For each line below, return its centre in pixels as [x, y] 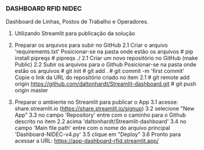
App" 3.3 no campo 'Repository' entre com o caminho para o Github [100, 115]
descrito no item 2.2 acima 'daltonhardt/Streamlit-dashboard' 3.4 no [100, 121]
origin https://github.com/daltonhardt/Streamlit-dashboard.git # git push [105, 84]
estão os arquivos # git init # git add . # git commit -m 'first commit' [99, 71]
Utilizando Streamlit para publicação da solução [75, 33]
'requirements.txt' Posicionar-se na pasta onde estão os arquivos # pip [104, 52]
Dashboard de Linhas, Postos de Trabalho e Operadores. [77, 22]
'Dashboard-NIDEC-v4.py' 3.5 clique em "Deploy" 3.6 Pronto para [98, 134]
